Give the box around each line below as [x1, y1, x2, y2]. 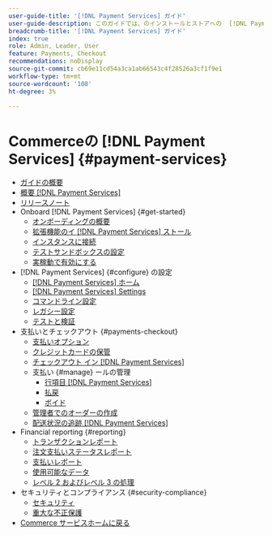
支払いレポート [32, 457, 83, 467]
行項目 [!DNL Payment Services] [44, 378, 152, 387]
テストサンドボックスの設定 [32, 247, 125, 257]
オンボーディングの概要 [32, 217, 111, 227]
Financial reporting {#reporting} [19, 427, 127, 437]
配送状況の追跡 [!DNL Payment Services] [32, 418, 168, 428]
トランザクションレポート [32, 437, 118, 447]
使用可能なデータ [32, 468, 90, 477]
